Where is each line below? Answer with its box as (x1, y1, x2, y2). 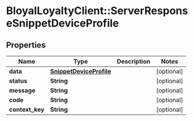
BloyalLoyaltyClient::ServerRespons (6, 4, 189, 18)
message (9, 86, 35, 95)
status (9, 77, 28, 85)
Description (117, 58, 150, 65)
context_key (9, 106, 45, 113)
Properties (6, 40, 46, 50)
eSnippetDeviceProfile (6, 16, 119, 30)
